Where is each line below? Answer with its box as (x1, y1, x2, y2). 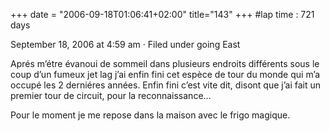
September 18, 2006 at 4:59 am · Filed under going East (10, 39, 241, 50)
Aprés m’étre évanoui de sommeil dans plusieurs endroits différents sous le (10, 58, 320, 69)
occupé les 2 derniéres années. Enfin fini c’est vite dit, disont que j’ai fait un (10, 79, 322, 91)
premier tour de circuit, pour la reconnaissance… (10, 90, 212, 101)
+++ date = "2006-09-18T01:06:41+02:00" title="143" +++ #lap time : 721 (10, 9, 315, 20)
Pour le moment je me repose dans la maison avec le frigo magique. (10, 109, 291, 121)
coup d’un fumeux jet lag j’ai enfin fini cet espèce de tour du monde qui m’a (10, 69, 321, 80)
